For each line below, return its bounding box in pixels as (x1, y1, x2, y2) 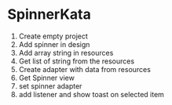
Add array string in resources (18, 48, 114, 57)
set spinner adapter (18, 81, 82, 91)
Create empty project (18, 31, 88, 41)
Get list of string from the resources (18, 56, 135, 66)
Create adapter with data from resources (18, 64, 151, 74)
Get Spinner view (18, 73, 75, 82)
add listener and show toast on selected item (18, 89, 164, 99)
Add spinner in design (18, 39, 90, 49)
